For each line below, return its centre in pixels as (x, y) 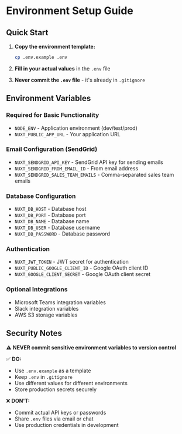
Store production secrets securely (56, 389)
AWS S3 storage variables (46, 315)
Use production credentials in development (66, 425)
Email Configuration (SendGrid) (52, 149)
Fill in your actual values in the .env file (62, 68)
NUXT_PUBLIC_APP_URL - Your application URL (68, 134)
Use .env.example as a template (53, 371)
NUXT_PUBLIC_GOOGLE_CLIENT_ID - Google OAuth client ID (81, 268)
